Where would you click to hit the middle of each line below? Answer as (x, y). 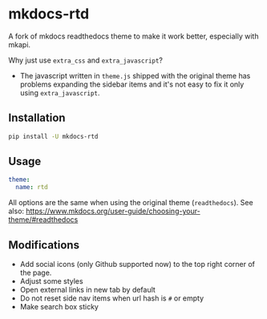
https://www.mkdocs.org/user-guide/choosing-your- (113, 211)
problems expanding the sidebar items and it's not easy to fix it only (132, 84)
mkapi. (19, 44)
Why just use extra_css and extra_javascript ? (85, 60)
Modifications (44, 245)
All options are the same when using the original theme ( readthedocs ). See (131, 203)
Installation (37, 118)
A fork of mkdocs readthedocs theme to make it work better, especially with (133, 36)
